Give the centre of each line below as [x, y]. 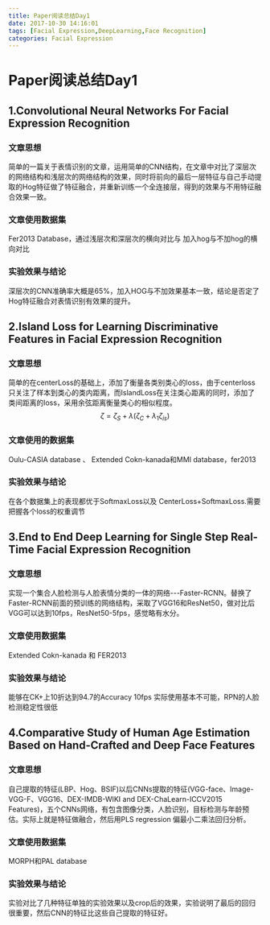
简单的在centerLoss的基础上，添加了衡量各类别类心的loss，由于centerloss [132, 382]
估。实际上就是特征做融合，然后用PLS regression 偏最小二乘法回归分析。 [129, 819]
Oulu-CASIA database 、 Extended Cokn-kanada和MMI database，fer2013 [132, 459]
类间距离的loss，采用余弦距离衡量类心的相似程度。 [92, 403]
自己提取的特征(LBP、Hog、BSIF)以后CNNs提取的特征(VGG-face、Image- [131, 789]
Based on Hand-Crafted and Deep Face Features [132, 745]
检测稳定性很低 [33, 707]
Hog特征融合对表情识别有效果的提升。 [72, 301]
